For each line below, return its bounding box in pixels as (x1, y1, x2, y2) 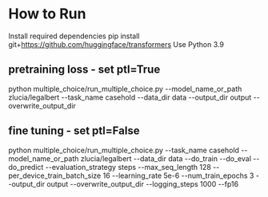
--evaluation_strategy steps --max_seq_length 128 (45, 162, 212, 171)
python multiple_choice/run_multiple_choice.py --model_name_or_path (8, 84, 242, 93)
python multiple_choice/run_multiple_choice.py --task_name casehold (8, 145, 240, 155)
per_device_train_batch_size (8, 171, 102, 180)
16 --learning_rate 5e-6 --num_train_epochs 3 (102, 171, 254, 180)
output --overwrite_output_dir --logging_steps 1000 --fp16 (46, 179, 238, 188)
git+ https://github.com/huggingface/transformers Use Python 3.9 (8, 39, 224, 49)
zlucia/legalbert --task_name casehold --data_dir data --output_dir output (8, 93, 252, 102)
